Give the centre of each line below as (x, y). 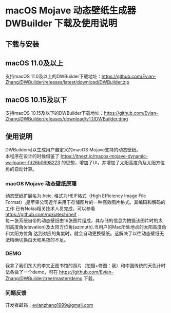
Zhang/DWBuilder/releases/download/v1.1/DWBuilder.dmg (67, 119)
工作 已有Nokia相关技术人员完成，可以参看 (50, 208)
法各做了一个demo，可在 (32, 272)
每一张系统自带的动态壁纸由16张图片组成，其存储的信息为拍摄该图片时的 (82, 221)
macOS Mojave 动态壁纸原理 (41, 183)
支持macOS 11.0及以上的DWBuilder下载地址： (53, 76)
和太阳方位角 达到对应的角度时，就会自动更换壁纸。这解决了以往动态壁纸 (82, 233)
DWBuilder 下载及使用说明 (61, 23)
